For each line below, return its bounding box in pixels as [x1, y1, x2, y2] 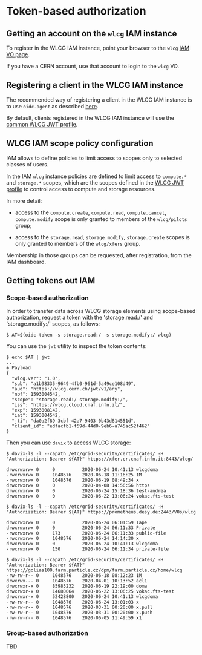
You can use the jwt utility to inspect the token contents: [6, 343, 147, 350]
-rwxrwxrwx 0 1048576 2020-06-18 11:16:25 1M [6, 472, 142, 478]
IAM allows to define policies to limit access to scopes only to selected [6, 154, 183, 162]
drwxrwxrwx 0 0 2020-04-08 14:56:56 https [6, 482, 150, 489]
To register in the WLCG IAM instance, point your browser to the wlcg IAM [6, 44, 190, 51]
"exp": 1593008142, [11, 407, 61, 413]
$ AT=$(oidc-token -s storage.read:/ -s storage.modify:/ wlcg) [6, 332, 172, 338]
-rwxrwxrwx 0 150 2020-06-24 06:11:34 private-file [6, 546, 169, 552]
